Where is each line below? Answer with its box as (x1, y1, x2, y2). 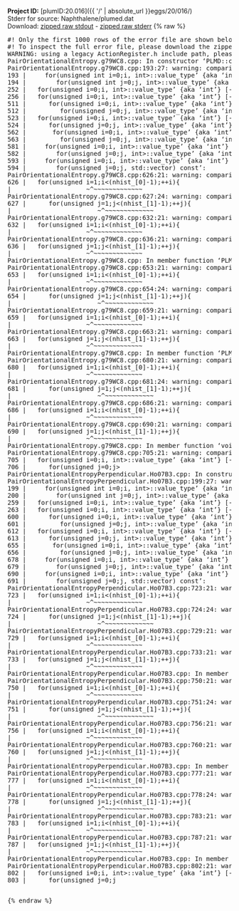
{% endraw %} (7, 897, 53, 905)
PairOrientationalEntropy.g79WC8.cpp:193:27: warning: (7, 64, 203, 72)
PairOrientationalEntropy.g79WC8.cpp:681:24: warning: (7, 378, 203, 385)
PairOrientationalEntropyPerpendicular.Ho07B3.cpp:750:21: (7, 677, 218, 684)
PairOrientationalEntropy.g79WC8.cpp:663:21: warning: (7, 328, 203, 335)
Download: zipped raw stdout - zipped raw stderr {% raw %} (7, 22, 186, 30)
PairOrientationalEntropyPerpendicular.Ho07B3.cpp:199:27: (7, 477, 218, 485)
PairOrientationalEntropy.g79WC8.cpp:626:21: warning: (7, 171, 203, 179)
